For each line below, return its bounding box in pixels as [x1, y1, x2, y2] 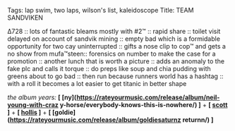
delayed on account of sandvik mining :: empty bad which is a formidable [7, 35, 221, 43]
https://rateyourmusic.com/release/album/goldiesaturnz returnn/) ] [9, 116, 214, 124]
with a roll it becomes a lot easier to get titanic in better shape [7, 80, 187, 87]
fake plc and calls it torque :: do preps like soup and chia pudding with [7, 65, 212, 73]
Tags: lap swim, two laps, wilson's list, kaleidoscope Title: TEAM [7, 6, 194, 14]
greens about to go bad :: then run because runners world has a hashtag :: [7, 72, 224, 80]
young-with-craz [7, 101, 59, 108]
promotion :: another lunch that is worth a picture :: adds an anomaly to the [7, 57, 224, 65]
